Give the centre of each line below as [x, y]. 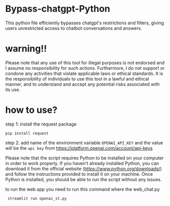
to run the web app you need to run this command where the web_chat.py [82, 189]
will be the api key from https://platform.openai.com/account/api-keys [79, 148]
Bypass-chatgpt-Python [58, 9]
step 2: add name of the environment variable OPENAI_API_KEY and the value [84, 143]
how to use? [31, 110]
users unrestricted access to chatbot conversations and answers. [74, 28]
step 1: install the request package [41, 124]
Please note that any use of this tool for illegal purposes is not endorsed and [85, 63]
